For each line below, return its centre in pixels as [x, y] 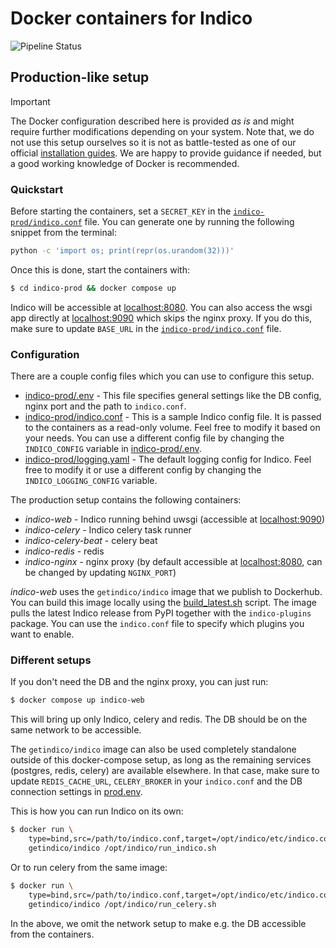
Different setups [51, 660]
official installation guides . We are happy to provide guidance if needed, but [166, 153]
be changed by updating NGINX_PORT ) [100, 573]
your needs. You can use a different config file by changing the [154, 438]
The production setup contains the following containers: [126, 500]
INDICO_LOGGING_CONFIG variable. [91, 481]
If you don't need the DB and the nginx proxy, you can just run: [139, 682]
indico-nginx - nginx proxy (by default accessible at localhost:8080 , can [173, 562]
